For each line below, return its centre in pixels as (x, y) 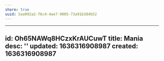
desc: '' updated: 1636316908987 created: (72, 46)
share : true (17, 10)
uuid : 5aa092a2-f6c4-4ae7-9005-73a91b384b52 (51, 14)
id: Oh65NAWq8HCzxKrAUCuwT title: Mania (74, 38)
